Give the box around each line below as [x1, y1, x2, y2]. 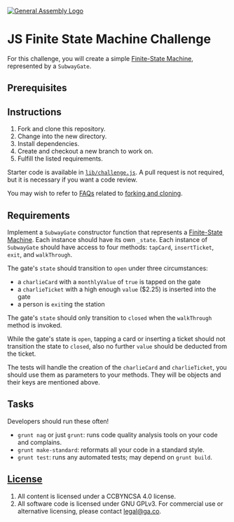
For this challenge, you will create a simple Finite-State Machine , [7, 54, 194, 62]
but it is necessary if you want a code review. [7, 175, 138, 184]
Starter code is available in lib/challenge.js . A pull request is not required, [7, 168, 225, 177]
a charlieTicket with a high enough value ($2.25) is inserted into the [17, 285, 216, 293]
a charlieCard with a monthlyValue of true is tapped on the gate [17, 277, 201, 286]
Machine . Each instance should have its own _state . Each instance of [7, 235, 208, 243]
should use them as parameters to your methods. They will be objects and [7, 370, 221, 379]
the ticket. [7, 349, 36, 358]
